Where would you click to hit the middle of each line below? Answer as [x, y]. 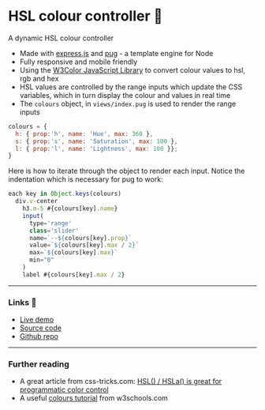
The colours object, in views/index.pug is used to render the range [128, 103]
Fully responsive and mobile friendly [78, 62]
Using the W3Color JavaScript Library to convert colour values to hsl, [132, 70]
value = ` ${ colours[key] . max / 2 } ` [84, 245]
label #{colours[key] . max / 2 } [74, 275]
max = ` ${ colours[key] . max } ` [73, 253]
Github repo [39, 337]
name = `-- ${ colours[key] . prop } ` [80, 238]
